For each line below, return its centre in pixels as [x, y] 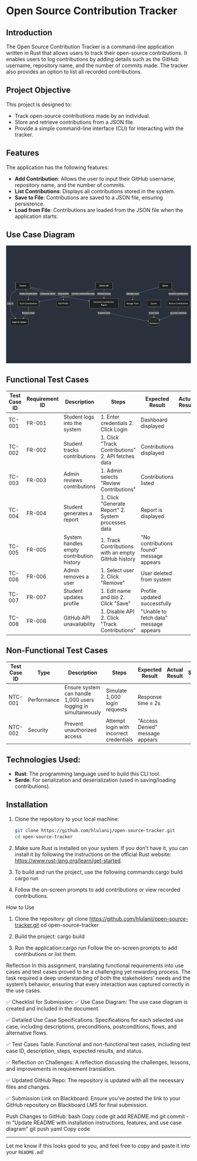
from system [156, 580]
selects [109, 477]
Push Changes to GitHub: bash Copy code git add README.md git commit [96, 1116]
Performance [44, 700]
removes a [76, 576]
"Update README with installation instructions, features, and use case [97, 1122]
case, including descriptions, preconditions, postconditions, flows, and [91, 1026]
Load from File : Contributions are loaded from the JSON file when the [99, 210]
